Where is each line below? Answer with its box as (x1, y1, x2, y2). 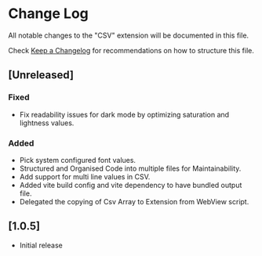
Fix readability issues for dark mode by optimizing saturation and (19, 110, 230, 119)
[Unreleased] (8, 68, 75, 82)
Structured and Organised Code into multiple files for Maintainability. (19, 164, 242, 173)
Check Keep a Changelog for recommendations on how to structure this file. (8, 45, 255, 55)
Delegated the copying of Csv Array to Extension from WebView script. (19, 197, 249, 206)
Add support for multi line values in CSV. (19, 171, 151, 181)
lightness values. (19, 118, 75, 128)
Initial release (19, 240, 63, 250)
